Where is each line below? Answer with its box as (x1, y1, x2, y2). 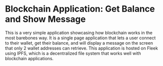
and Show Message (5, 14, 86, 25)
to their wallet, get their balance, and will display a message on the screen (5, 40, 153, 46)
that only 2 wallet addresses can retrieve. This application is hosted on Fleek (5, 45, 158, 51)
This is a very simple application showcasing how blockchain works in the (5, 30, 153, 35)
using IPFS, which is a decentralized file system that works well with (5, 50, 142, 56)
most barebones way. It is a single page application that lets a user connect (5, 35, 156, 41)
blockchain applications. (5, 55, 54, 61)
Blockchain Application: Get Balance (5, 3, 155, 15)
